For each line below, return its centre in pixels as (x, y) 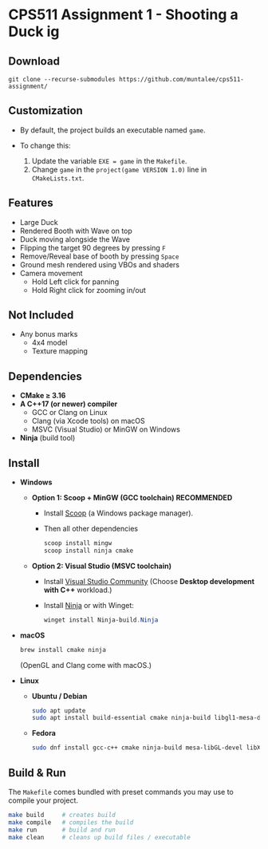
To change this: (45, 145)
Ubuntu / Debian (59, 696)
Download (34, 61)
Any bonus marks (49, 334)
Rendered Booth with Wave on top (76, 231)
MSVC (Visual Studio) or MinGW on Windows (106, 429)
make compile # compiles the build (71, 822)
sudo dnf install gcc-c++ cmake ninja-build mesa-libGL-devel (137, 748)
